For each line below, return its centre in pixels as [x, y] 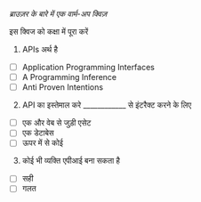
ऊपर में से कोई [43, 143]
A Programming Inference [69, 77]
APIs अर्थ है [40, 49]
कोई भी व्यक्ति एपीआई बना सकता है [71, 161]
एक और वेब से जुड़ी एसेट [56, 123]
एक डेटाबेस [38, 133]
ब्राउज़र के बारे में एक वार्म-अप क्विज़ [58, 14]
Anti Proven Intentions [63, 87]
